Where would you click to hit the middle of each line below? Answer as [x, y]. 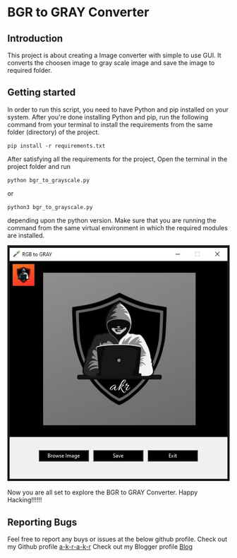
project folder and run [39, 166]
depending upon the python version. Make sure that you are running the [112, 220]
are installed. [26, 235]
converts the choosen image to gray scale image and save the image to [111, 63]
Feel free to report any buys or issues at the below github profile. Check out [117, 539]
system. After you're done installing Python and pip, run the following [108, 117]
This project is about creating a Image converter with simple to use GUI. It [114, 55]
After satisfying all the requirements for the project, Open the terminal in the [117, 159]
